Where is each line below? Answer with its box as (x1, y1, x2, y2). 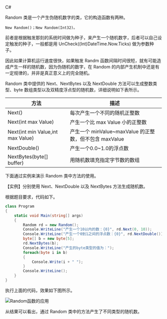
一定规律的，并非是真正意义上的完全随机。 (5, 70, 92, 76)
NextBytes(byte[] (7, 154, 48, 160)
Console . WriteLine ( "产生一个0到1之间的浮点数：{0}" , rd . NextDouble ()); (23, 232, 166, 237)
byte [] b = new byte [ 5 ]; (23, 236, 75, 241)
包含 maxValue (89, 136, 124, 142)
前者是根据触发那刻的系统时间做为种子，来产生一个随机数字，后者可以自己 (5, 35, 158, 40)
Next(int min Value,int (7, 129, 58, 135)
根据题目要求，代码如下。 (5, 194, 58, 200)
